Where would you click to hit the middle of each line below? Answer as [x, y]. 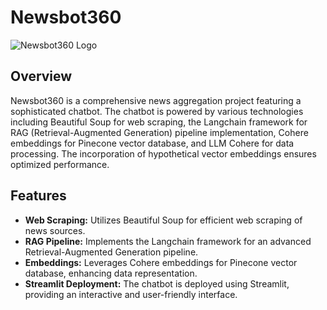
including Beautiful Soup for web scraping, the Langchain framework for [159, 122]
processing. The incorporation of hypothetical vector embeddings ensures [163, 153]
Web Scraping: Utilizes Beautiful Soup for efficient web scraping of [163, 220]
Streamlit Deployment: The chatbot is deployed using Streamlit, [157, 283]
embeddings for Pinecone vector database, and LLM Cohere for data [152, 143]
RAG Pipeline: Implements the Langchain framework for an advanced [168, 241]
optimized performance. [60, 164]
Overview [41, 76]
